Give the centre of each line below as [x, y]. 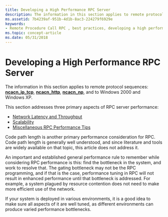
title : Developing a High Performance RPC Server [58, 10]
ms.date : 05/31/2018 [27, 38]
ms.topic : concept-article [33, 33]
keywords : [15, 24]
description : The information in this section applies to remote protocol [85, 14]
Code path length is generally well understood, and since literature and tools [84, 142]
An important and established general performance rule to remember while [82, 157]
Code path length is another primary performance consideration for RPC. [80, 137]
